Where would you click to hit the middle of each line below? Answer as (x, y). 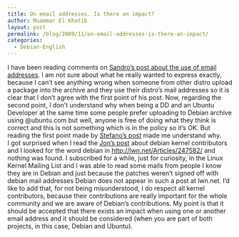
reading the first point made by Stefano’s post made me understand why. (115, 135)
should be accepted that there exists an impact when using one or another (117, 211)
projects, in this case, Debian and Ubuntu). (70, 226)
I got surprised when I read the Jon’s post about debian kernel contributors (118, 143)
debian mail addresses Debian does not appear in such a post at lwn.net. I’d (119, 181)
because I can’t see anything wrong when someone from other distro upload (120, 82)
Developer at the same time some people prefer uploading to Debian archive (119, 112)
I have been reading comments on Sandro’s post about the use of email (112, 67)
